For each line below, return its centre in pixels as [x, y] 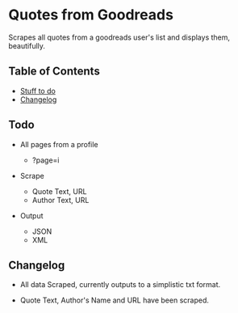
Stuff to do [38, 91]
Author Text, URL [61, 200]
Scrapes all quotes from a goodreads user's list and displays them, [119, 37]
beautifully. [27, 45]
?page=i [46, 160]
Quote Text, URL [59, 191]
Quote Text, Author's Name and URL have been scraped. [115, 300]
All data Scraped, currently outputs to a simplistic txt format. [120, 285]
